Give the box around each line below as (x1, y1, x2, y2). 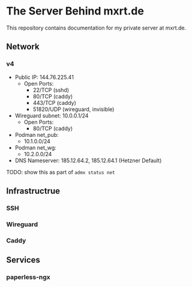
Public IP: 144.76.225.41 (14, 74, 74, 81)
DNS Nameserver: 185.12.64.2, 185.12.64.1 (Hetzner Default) (14, 157, 162, 164)
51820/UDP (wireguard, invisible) (32, 106, 115, 113)
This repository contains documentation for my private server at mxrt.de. (6, 24, 187, 31)
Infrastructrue (6, 186, 61, 197)
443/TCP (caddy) (32, 99, 77, 106)
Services (6, 255, 41, 265)
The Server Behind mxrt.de (6, 4, 144, 18)
